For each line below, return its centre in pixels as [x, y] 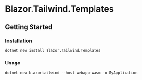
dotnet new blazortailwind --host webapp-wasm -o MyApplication [71, 73]
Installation [19, 41]
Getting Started [29, 27]
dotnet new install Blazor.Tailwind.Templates [53, 50]
